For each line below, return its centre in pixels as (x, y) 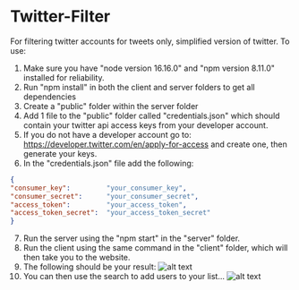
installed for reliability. (64, 77)
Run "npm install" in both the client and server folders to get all (139, 87)
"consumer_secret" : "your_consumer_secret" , (105, 196)
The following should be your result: (90, 267)
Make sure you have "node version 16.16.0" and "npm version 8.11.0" (149, 68)
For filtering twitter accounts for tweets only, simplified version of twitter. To (150, 41)
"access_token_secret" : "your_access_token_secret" (111, 213)
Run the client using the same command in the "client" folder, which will (155, 248)
